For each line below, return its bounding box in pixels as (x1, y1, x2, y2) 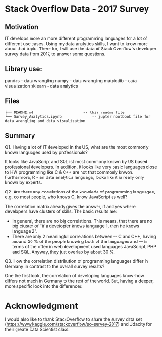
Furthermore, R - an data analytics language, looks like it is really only (5, 175, 144, 180)
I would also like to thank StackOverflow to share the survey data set (5, 316, 142, 322)
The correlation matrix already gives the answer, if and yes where (5, 204, 136, 209)
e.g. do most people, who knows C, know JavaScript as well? (5, 194, 128, 200)
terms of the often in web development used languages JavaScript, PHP (12, 244, 157, 250)
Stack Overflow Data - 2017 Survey (5, 3, 149, 15)
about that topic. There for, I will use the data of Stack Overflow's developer (5, 46, 157, 51)
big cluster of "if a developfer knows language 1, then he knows (12, 223, 140, 229)
